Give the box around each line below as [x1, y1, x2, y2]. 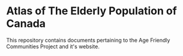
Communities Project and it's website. [6, 43, 100, 50]
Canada [6, 17, 46, 30]
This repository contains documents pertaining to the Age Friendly [6, 36, 170, 43]
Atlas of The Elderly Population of [6, 4, 177, 18]
